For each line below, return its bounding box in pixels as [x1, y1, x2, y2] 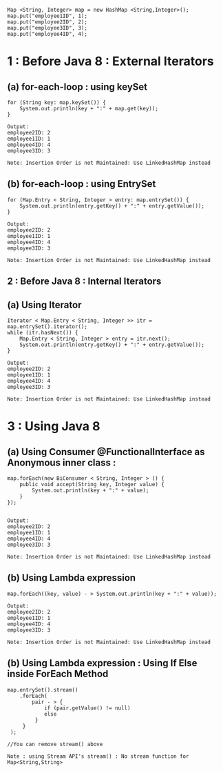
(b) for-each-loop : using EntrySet [7, 178, 156, 190]
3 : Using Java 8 [7, 419, 100, 434]
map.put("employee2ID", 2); [7, 19, 88, 26]
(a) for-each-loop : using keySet [7, 81, 148, 92]
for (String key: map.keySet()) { [7, 99, 107, 106]
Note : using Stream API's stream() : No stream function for [7, 752, 189, 760]
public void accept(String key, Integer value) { [19, 481, 165, 488]
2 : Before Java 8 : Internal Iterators [7, 276, 162, 288]
